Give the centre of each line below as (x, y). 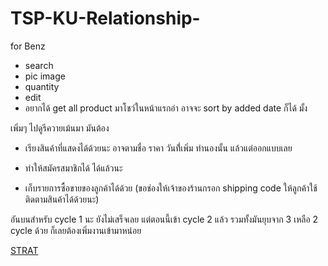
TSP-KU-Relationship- (105, 18)
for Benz (28, 46)
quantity (42, 86)
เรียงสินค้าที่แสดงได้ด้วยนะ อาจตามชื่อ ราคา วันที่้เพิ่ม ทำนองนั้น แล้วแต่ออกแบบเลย (158, 148)
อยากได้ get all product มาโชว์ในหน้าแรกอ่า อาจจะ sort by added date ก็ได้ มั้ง (166, 108)
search (39, 65)
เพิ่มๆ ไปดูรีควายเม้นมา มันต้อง (60, 128)
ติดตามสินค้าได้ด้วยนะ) (62, 199)
